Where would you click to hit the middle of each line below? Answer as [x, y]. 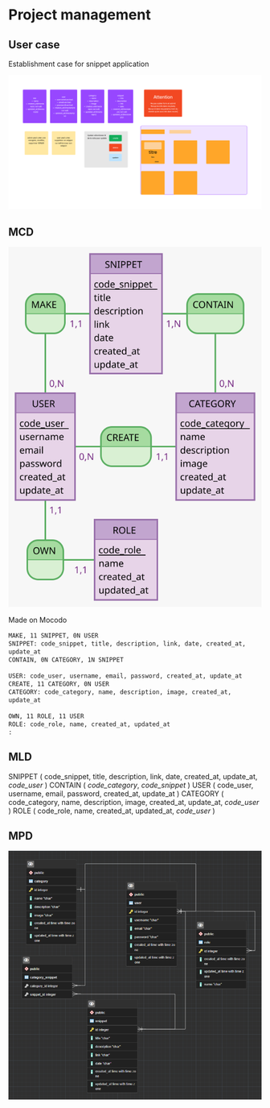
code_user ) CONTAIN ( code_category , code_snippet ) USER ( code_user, [131, 785]
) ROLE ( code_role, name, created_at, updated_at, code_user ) [112, 811]
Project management [80, 15]
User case [34, 45]
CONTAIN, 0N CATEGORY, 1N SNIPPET [66, 660]
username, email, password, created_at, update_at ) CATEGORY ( [116, 793]
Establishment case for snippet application [79, 64]
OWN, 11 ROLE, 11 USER [46, 716]
